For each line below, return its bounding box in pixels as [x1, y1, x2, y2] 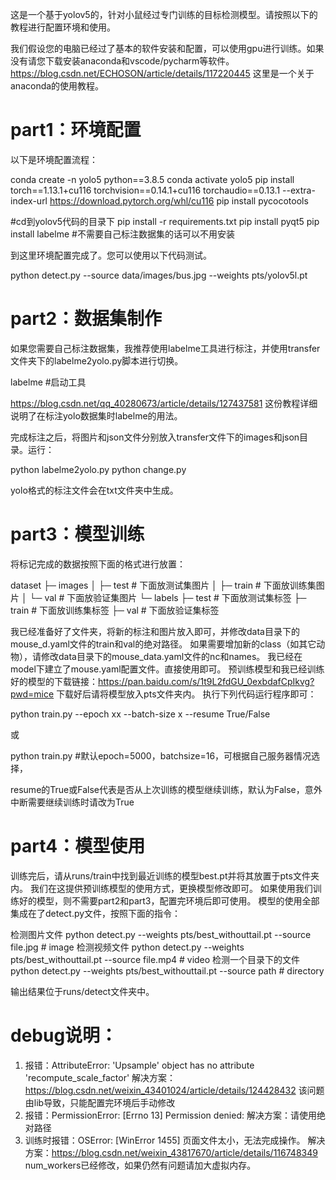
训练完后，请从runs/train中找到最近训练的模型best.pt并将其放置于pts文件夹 [10, 869, 320, 882]
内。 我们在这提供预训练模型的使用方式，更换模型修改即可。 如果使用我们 [10, 882, 313, 894]
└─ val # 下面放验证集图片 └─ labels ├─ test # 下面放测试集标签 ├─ [29, 591, 307, 603]
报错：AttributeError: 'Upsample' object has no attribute [24, 1059, 255, 1071]
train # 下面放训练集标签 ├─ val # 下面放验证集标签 [10, 604, 220, 616]
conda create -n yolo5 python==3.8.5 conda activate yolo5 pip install [10, 173, 295, 185]
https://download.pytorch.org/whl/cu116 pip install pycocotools [49, 194, 309, 207]
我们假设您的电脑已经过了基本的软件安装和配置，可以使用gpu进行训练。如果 [10, 43, 325, 54]
